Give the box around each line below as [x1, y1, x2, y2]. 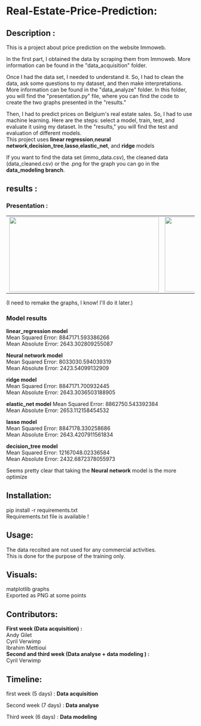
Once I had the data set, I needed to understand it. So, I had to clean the [6, 74, 184, 80]
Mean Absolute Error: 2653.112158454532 [6, 407, 109, 414]
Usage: [6, 530, 34, 541]
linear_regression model [6, 327, 68, 334]
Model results [6, 314, 47, 322]
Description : [6, 28, 56, 38]
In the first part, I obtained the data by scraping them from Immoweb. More [6, 56, 191, 62]
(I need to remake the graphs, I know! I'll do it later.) [6, 299, 133, 306]
